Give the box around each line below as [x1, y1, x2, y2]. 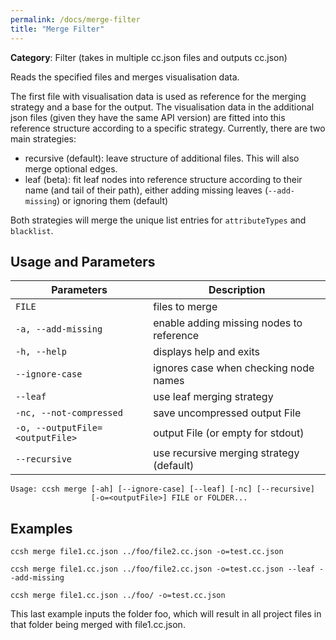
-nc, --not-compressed [15, 407, 123, 419]
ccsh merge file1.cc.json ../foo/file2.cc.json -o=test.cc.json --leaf [10, 564, 315, 575]
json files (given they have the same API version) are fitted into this [10, 111, 286, 123]
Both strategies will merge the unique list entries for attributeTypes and [10, 214, 307, 226]
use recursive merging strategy [153, 446, 300, 460]
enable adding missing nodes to [153, 316, 303, 330]
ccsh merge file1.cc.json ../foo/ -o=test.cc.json [10, 591, 226, 601]
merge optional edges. [24, 162, 118, 175]
